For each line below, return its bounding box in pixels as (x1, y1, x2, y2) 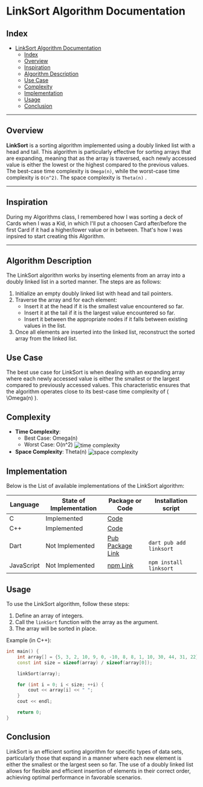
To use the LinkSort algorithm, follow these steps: (6, 600, 130, 608)
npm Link (107, 562, 134, 570)
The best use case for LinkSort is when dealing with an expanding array (6, 368, 185, 376)
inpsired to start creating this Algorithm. (6, 232, 105, 240)
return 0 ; (17, 709, 42, 716)
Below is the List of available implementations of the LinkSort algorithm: (6, 482, 184, 490)
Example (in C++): (6, 637, 51, 644)
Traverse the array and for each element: (14, 296, 117, 304)
